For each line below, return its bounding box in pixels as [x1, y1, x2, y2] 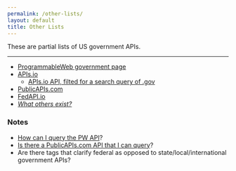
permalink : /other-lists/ [7, 10, 83, 18]
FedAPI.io [17, 93, 46, 101]
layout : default [7, 17, 55, 24]
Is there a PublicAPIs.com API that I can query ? [17, 141, 154, 149]
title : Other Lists [7, 23, 65, 30]
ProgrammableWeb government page [17, 62, 126, 71]
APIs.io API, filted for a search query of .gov [27, 78, 156, 86]
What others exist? [17, 100, 72, 109]
